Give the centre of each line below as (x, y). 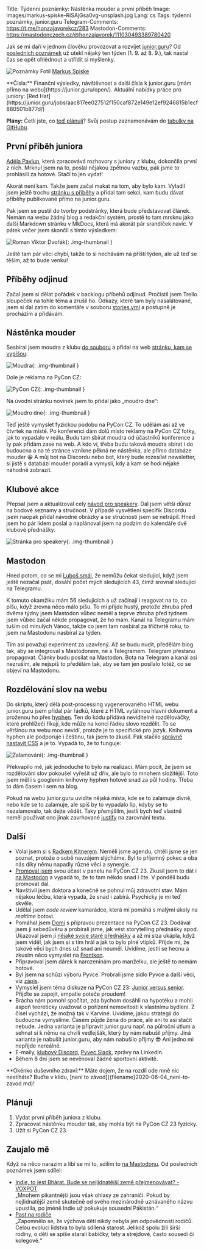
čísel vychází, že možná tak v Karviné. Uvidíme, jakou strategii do (97, 1013)
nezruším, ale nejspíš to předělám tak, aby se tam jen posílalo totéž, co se (99, 664)
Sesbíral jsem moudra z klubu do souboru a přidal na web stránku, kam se (99, 348)
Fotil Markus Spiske (65, 71)
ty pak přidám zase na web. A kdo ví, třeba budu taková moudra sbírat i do (100, 444)
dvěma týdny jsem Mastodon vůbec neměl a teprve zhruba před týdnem (97, 613)
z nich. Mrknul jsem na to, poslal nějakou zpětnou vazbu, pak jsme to (93, 168)
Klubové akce (33, 489)
